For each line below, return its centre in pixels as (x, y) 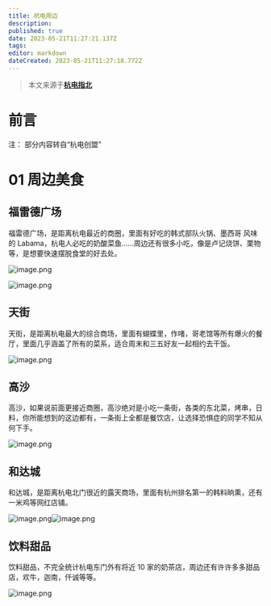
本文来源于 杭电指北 (60, 85)
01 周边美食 (46, 180)
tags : (17, 46)
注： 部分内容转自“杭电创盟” (55, 144)
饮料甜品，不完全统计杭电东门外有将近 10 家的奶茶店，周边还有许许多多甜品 (134, 567)
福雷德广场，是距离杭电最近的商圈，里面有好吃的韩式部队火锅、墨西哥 (125, 233)
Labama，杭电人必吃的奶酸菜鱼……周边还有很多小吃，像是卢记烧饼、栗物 (139, 243)
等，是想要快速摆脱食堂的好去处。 (65, 253)
